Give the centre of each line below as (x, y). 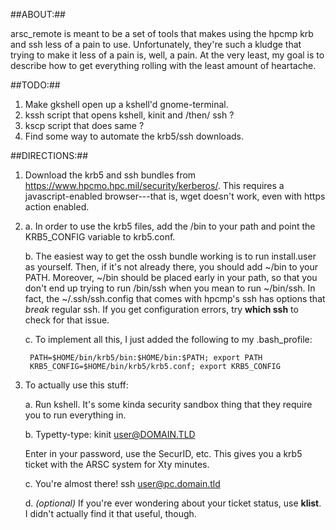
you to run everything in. (75, 415)
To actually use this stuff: (76, 385)
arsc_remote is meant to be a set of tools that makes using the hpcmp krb (162, 33)
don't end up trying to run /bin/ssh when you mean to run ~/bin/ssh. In (170, 288)
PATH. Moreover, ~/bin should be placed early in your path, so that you (171, 277)
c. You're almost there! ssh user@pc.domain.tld (122, 483)
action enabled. (57, 207)
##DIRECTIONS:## (49, 155)
